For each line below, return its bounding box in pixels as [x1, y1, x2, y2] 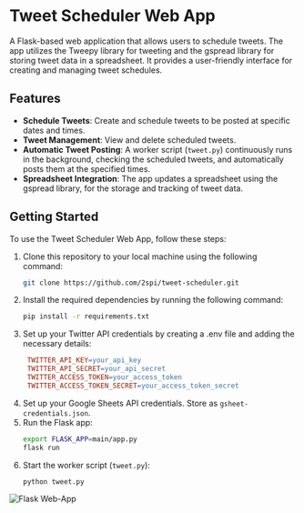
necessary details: [22, 338, 92, 349]
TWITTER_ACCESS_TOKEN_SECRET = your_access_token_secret [26, 381, 239, 390]
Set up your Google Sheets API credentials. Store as [22, 397, 218, 408]
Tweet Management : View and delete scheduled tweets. [22, 134, 237, 146]
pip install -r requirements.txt [22, 312, 150, 321]
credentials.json [22, 408, 89, 418]
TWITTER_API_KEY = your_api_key [26, 356, 142, 365]
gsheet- [219, 399, 248, 408]
